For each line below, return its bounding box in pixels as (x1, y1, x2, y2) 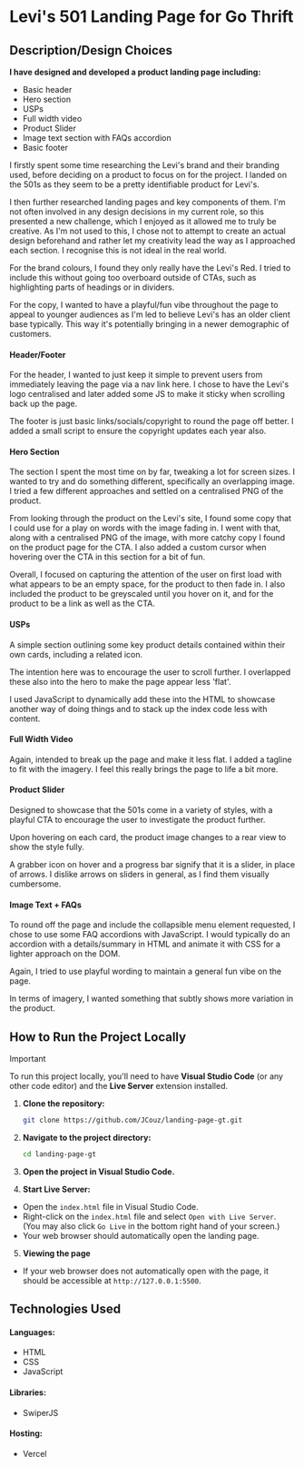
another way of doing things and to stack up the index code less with (9, 703, 268, 714)
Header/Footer (9, 349, 66, 360)
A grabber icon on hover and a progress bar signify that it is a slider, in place (9, 859, 296, 870)
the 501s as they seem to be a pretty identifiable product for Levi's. (9, 179, 260, 190)
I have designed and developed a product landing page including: (9, 66, 261, 77)
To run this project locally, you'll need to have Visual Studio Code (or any (9, 1071, 284, 1082)
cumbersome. (9, 878, 62, 889)
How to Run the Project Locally (9, 1029, 187, 1045)
